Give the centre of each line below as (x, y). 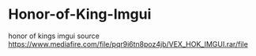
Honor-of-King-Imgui (80, 14)
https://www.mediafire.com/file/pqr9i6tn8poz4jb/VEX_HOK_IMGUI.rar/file (128, 44)
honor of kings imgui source (54, 36)
